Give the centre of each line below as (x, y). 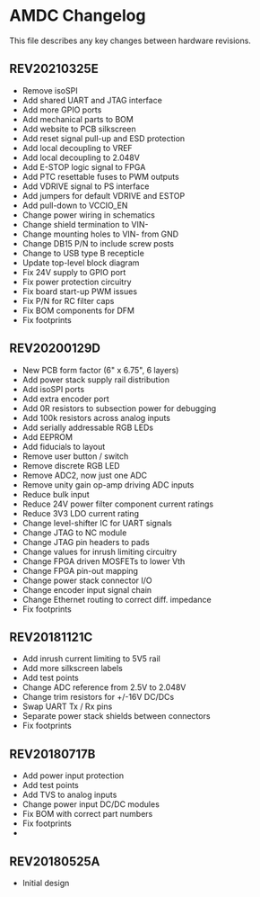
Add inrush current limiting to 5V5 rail (91, 659)
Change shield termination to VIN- (85, 224)
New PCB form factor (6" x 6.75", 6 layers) (100, 370)
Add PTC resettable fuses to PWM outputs (100, 176)
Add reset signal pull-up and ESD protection (104, 138)
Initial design (46, 883)
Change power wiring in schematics (88, 215)
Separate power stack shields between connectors (116, 716)
